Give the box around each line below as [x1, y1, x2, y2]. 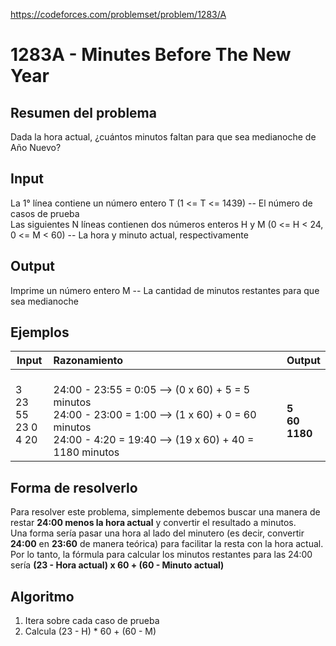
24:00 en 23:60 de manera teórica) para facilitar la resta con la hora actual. [10, 538, 324, 550]
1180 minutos [53, 445, 120, 459]
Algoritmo [10, 588, 75, 605]
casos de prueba [10, 207, 80, 219]
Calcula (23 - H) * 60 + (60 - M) [24, 625, 157, 638]
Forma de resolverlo [10, 479, 138, 496]
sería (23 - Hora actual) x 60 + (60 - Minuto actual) [10, 559, 225, 571]
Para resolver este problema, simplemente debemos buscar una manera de [10, 506, 321, 518]
